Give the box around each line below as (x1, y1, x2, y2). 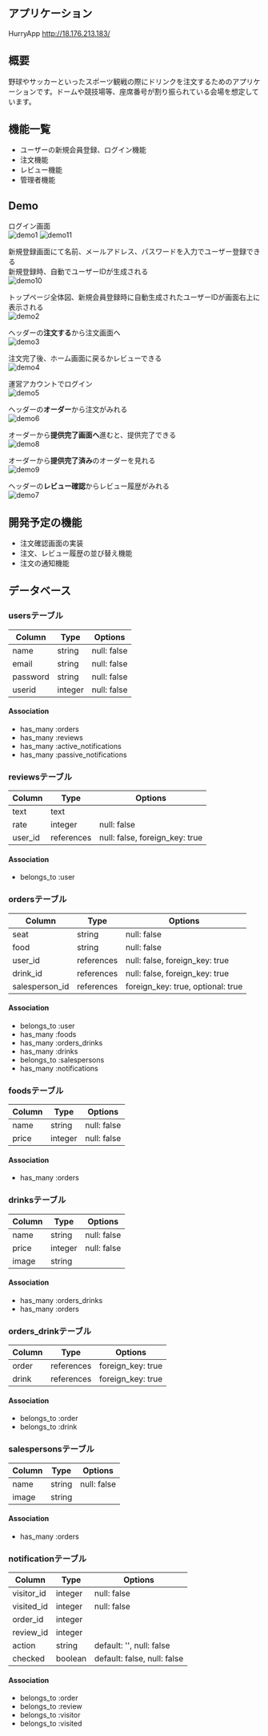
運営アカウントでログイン (8, 379, 93, 389)
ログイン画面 (8, 221, 50, 231)
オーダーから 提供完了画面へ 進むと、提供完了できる (8, 431, 177, 440)
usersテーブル (8, 610, 64, 621)
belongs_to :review (19, 1702, 82, 1711)
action (12, 1640, 36, 1651)
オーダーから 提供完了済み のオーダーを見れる (8, 455, 156, 466)
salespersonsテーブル (8, 1443, 94, 1455)
